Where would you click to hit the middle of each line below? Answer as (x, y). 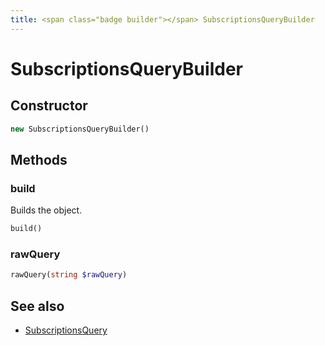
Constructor (49, 106)
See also (37, 306)
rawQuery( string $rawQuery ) (69, 275)
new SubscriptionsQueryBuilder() (80, 129)
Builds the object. (46, 210)
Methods (39, 159)
